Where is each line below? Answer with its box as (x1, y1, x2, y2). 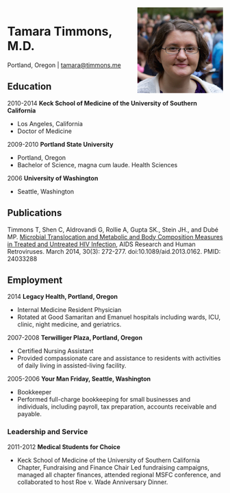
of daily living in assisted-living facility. (17, 361, 127, 370)
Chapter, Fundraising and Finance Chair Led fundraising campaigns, (17, 463, 209, 471)
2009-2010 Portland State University (7, 140, 114, 148)
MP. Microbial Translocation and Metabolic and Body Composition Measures (7, 232, 223, 241)
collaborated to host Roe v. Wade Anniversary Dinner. (17, 478, 168, 486)
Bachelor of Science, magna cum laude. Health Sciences (17, 160, 178, 169)
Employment (7, 274, 63, 286)
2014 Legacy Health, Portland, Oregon (7, 293, 118, 301)
